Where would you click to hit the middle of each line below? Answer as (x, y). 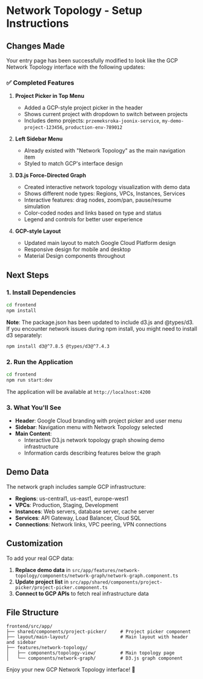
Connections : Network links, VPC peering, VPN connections (91, 524)
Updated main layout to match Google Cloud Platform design (100, 243)
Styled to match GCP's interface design (73, 164)
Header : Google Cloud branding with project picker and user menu (98, 421)
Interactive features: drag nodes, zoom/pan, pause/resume (98, 200)
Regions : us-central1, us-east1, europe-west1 (72, 498)
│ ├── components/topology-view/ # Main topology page (90, 653)
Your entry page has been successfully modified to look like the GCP (92, 60)
